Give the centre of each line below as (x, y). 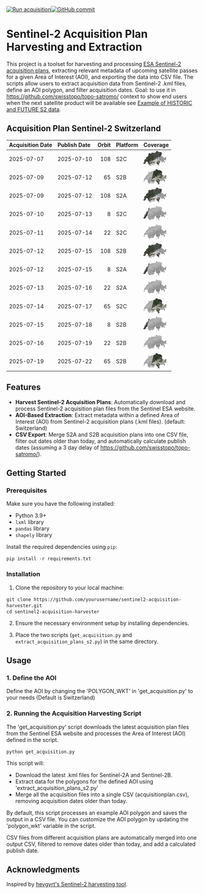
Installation (24, 574)
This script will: (25, 763)
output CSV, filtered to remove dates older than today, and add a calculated (101, 844)
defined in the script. (33, 740)
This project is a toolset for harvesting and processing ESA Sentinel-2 (94, 64)
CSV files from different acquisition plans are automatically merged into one (102, 837)
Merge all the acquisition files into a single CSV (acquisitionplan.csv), (102, 794)
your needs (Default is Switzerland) (51, 698)
